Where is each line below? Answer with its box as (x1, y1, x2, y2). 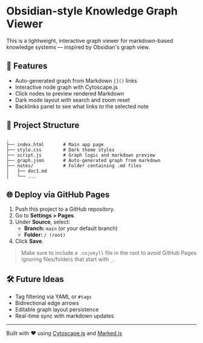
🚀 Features (6, 61, 48, 71)
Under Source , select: (14, 219, 71, 226)
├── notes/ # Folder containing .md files (6, 162, 142, 168)
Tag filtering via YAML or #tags (14, 293, 92, 300)
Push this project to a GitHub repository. (14, 205, 115, 213)
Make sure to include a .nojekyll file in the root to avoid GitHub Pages (21, 249, 197, 257)
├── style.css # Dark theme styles (6, 147, 115, 153)
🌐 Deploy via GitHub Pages (6, 189, 110, 200)
